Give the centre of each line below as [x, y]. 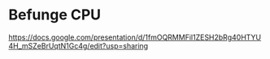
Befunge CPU [55, 15]
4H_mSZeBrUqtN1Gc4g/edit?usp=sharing [78, 45]
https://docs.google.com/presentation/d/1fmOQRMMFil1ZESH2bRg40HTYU [135, 37]
